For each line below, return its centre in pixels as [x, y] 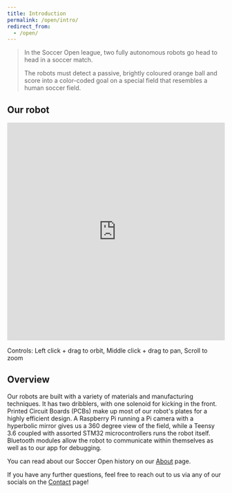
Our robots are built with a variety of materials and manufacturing [100, 396]
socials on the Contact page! [48, 482]
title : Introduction [37, 13]
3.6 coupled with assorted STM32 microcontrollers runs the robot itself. [109, 433]
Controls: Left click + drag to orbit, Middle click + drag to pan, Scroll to [108, 351]
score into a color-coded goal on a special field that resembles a [116, 81]
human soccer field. [52, 88]
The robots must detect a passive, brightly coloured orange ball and [120, 73]
